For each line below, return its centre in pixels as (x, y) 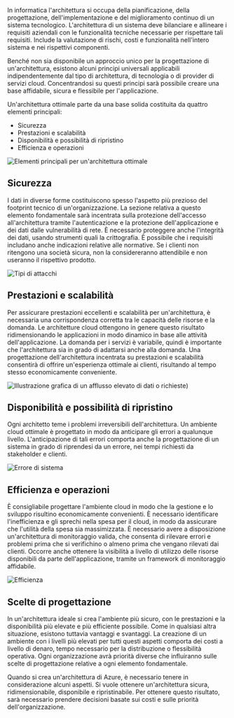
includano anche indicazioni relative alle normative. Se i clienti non (103, 245)
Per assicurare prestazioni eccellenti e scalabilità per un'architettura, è (109, 312)
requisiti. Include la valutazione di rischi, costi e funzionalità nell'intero (108, 40)
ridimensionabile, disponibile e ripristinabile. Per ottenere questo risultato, (113, 692)
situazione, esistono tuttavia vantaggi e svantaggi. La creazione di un (107, 634)
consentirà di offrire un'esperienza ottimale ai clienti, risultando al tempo (112, 365)
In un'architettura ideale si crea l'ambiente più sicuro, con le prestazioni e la (116, 619)
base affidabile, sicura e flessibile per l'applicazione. (83, 91)
